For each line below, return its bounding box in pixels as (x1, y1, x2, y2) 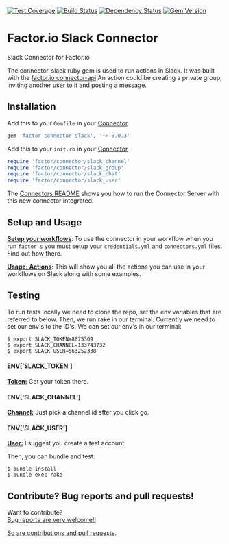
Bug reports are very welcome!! (7, 516, 97, 524)
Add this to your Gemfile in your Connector (7, 119, 128, 127)
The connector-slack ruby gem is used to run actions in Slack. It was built (7, 66, 215, 75)
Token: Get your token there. (7, 377, 89, 385)
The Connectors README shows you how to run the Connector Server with (7, 189, 220, 198)
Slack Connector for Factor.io (7, 53, 91, 61)
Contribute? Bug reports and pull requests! (7, 490, 194, 502)
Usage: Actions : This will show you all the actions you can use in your (7, 262, 206, 271)
